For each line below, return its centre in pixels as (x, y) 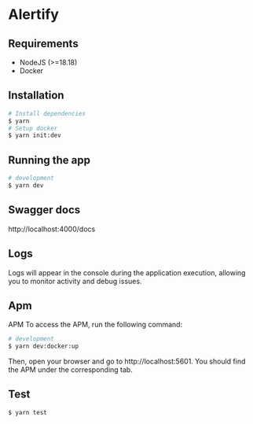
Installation (36, 96)
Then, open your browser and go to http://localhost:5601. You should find (127, 361)
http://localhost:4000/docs (52, 229)
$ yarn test (27, 412)
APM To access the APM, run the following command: (95, 325)
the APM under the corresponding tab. (71, 370)
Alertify (33, 15)
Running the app (49, 160)
